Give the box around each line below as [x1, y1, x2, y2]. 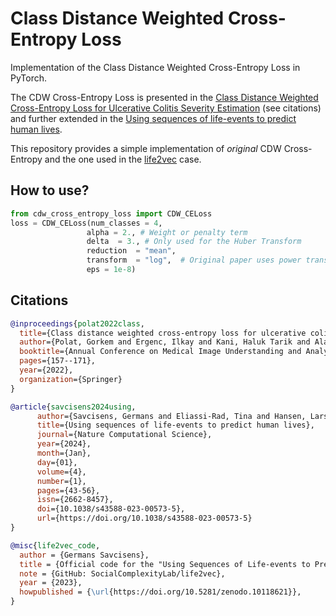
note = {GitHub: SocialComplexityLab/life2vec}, [19, 568, 226, 579]
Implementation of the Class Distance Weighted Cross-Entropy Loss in [10, 61, 301, 73]
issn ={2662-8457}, [36, 495, 114, 505]
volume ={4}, [36, 467, 87, 477]
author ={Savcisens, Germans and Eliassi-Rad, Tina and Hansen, [36, 411, 307, 421]
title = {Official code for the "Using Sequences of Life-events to [19, 559, 311, 569]
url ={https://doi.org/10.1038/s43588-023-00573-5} [36, 513, 253, 524]
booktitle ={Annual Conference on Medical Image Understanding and [19, 347, 302, 357]
